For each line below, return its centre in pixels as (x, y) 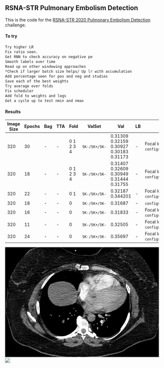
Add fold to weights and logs (36, 96)
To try (11, 36)
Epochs (32, 126)
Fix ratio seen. (21, 52)
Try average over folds (29, 86)
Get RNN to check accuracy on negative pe (49, 57)
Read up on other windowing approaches (46, 67)
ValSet (94, 126)
